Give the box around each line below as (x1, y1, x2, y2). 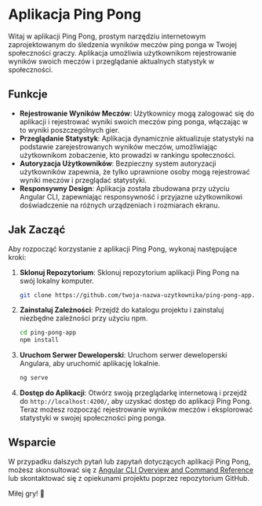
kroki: (8, 252, 27, 262)
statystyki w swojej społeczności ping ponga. (19, 413, 167, 423)
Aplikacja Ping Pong (8, 5, 141, 24)
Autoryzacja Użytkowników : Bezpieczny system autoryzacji (19, 159, 217, 168)
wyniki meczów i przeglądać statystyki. (19, 175, 147, 185)
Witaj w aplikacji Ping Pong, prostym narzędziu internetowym (8, 31, 206, 41)
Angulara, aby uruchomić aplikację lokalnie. (19, 359, 161, 368)
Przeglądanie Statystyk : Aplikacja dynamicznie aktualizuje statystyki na (19, 134, 254, 143)
